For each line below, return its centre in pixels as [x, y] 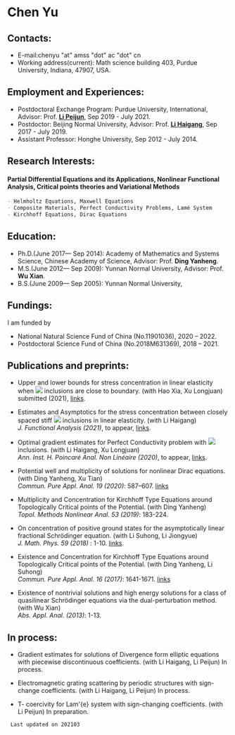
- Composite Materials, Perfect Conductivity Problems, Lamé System [110, 208]
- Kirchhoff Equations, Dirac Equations [68, 215]
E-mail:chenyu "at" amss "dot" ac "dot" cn [79, 55]
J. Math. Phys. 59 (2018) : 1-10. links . [71, 544]
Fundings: [30, 306]
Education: [32, 237]
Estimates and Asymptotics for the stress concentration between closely [122, 412]
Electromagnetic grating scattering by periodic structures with [108, 683]
